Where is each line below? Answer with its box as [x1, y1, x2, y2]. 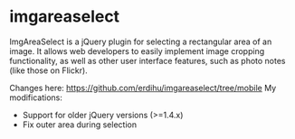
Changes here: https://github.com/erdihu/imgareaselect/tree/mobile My [9, 82, 277, 93]
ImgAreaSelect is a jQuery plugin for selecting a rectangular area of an [9, 36, 272, 47]
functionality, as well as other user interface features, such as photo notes [9, 55, 286, 66]
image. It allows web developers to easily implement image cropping [9, 45, 265, 56]
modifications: [9, 92, 63, 103]
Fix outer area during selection [22, 119, 138, 130]
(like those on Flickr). [9, 65, 88, 76]
